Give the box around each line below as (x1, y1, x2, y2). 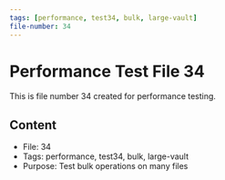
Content (9, 117, 57, 133)
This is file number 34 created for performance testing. (9, 91, 217, 102)
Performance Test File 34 (9, 61, 205, 82)
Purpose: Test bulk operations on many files (22, 161, 189, 172)
